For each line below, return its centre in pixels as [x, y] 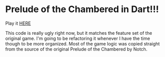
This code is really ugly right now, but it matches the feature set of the [79, 33]
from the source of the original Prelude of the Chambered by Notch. [76, 49]
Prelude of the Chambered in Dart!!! [82, 9]
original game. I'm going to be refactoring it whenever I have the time [78, 38]
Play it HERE [18, 23]
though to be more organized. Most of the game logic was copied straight [82, 43]
